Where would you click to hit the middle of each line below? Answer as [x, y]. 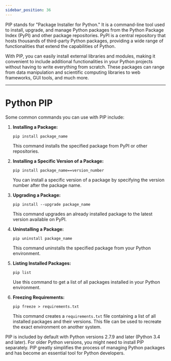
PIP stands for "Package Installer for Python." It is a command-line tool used [85, 24]
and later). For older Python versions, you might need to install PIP [75, 342]
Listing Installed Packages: [42, 263]
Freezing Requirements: [38, 297]
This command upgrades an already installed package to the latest [82, 214]
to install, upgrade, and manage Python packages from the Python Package [84, 30]
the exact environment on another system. [57, 327]
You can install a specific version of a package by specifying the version [88, 180]
